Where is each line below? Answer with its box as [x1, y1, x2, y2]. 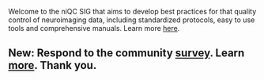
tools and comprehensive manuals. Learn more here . [8, 24, 180, 32]
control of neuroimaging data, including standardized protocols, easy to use [8, 15, 255, 25]
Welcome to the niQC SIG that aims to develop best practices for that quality [8, 7, 257, 16]
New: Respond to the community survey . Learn [8, 47, 245, 60]
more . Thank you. [8, 59, 97, 72]
